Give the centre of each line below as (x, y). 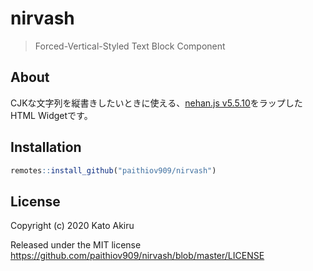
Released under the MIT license (76, 245)
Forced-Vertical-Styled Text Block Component (130, 46)
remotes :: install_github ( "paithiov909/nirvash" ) (113, 170)
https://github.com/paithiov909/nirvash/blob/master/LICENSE (137, 256)
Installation (46, 147)
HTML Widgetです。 (51, 115)
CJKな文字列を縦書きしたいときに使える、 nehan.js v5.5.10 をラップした (156, 103)
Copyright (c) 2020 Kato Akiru (72, 226)
